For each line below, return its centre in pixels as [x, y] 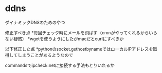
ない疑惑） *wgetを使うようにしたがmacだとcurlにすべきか [64, 39]
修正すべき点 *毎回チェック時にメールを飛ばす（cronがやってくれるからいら [81, 32]
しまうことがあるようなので [45, 55]
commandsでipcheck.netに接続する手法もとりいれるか [60, 65]
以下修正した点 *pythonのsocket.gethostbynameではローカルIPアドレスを [79, 49]
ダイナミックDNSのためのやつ [35, 22]
